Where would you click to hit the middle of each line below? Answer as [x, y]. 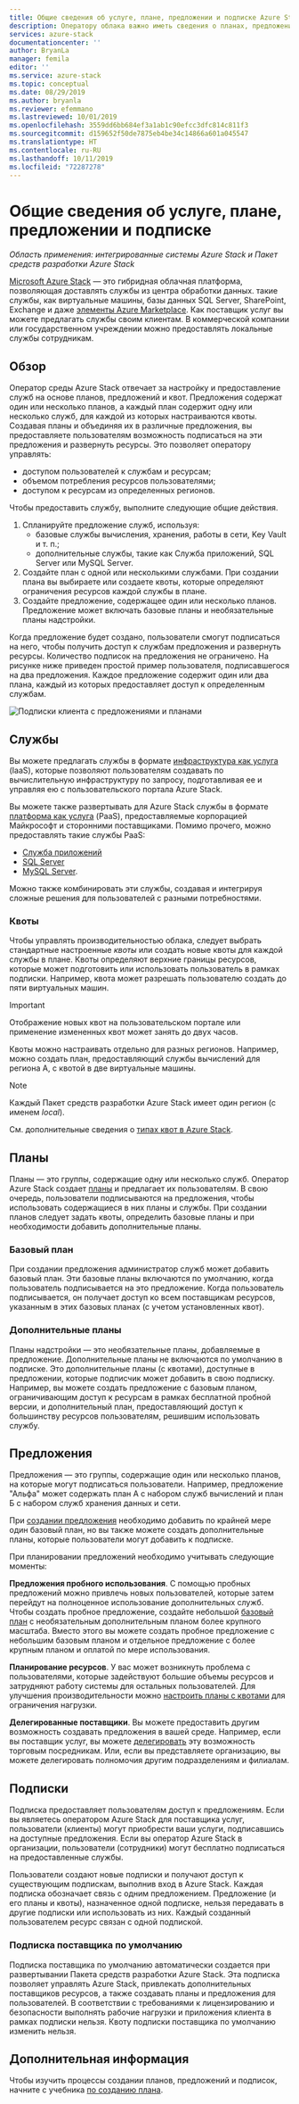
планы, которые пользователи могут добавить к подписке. [121, 1539]
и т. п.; [47, 544]
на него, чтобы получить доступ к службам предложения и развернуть [145, 647]
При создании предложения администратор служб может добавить [139, 1269]
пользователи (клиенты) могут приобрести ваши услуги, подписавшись [147, 1829]
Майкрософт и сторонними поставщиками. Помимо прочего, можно [140, 825]
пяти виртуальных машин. [59, 988]
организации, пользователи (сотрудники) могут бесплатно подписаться [147, 1848]
